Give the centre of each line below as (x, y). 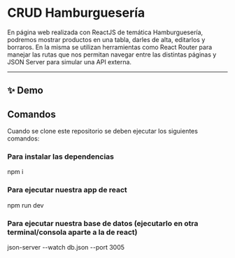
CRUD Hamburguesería (76, 13)
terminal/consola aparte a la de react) (72, 232)
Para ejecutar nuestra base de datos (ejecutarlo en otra (103, 223)
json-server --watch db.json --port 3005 (66, 248)
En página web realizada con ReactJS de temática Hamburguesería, (105, 32)
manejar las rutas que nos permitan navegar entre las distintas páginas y (112, 55)
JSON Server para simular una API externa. (69, 62)
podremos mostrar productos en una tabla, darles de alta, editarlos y (106, 39)
